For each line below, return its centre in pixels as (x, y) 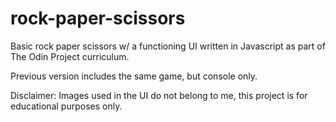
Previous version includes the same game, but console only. (134, 76)
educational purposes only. (66, 106)
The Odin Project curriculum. (70, 56)
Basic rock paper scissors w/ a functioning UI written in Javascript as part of (168, 46)
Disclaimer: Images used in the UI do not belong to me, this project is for (159, 95)
